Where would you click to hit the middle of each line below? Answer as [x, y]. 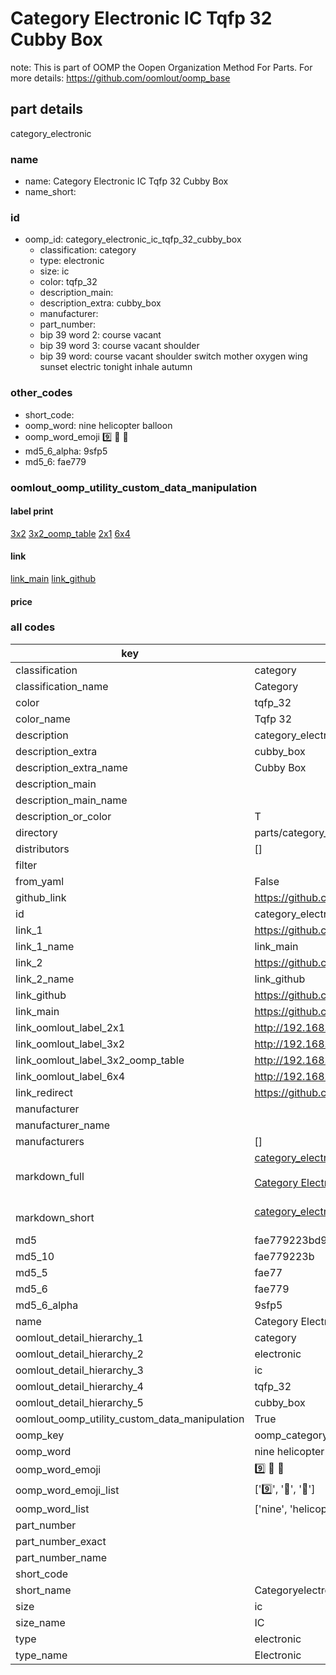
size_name [40, 1622]
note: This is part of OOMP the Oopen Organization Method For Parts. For [161, 67]
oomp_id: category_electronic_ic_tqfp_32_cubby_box [133, 239]
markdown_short [55, 1217]
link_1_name [45, 946]
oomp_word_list [52, 1509]
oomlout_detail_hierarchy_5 [79, 1402]
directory [36, 832]
